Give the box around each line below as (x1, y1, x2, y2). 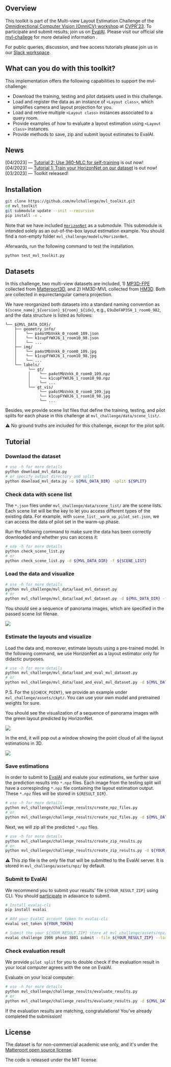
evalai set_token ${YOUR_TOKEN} (5, 921, 74, 926)
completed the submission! (5, 1013, 62, 1019)
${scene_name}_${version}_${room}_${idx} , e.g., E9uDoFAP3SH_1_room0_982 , (5, 307, 161, 313)
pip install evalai (5, 907, 47, 913)
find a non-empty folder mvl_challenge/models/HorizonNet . (5, 233, 129, 239)
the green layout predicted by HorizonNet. (5, 716, 94, 722)
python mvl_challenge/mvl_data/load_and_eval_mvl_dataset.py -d (5, 680, 145, 685)
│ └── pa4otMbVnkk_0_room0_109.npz (27, 371, 110, 376)
